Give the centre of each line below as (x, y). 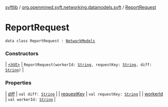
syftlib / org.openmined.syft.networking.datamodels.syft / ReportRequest (81, 7)
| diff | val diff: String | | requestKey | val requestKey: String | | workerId (84, 94)
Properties (18, 83)
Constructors (22, 53)
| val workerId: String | (31, 99)
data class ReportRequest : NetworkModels (50, 41)
